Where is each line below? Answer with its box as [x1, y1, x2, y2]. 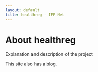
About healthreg [5, 34, 76, 46]
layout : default [5, 7, 40, 13]
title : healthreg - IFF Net [5, 12, 65, 17]
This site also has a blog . [5, 61, 57, 67]
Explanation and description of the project [5, 51, 93, 57]
